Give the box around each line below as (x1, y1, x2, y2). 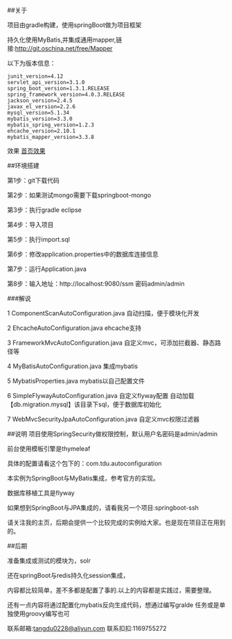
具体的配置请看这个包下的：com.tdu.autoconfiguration (7, 459, 162, 467)
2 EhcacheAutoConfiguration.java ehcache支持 (7, 324, 142, 332)
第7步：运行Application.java (7, 265, 87, 273)
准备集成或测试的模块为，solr (7, 556, 91, 565)
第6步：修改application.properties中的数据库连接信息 (7, 250, 159, 258)
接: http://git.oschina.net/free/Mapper (7, 44, 113, 52)
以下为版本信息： (7, 59, 56, 67)
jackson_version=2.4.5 (7, 97, 73, 104)
